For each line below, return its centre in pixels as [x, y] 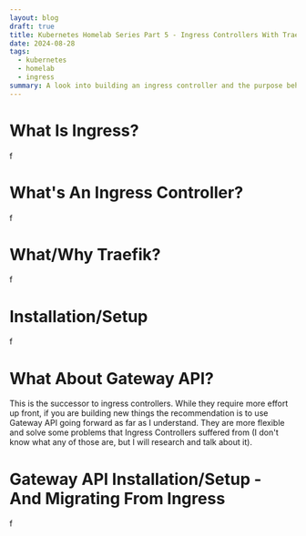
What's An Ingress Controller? [127, 192]
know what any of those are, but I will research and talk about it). [131, 442]
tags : [20, 52]
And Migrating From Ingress [117, 498]
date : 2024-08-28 [42, 43]
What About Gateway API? [112, 378]
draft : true [32, 26]
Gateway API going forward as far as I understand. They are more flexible [147, 423]
